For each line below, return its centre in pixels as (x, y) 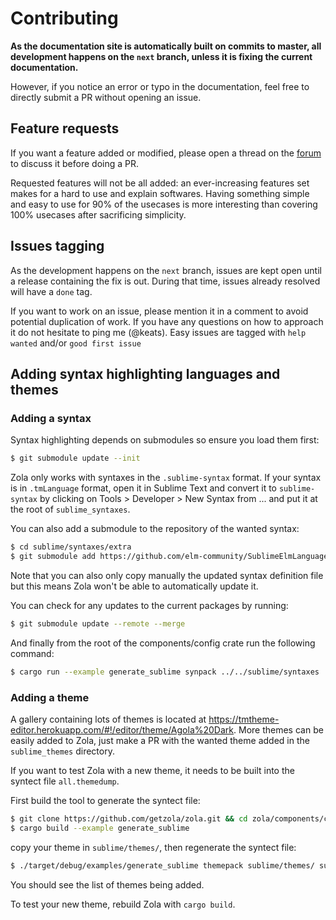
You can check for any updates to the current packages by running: (149, 605)
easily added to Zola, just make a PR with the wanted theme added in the (160, 740)
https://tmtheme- (244, 719)
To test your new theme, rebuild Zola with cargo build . (123, 904)
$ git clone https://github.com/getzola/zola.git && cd (129, 818)
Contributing (64, 18)
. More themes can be (278, 729)
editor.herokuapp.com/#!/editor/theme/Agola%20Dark (122, 729)
